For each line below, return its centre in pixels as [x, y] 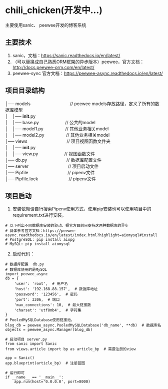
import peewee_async [27, 274]
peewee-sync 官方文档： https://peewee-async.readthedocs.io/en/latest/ [87, 73]
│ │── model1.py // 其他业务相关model [57, 129]
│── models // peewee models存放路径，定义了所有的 [80, 104]
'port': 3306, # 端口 [37, 300]
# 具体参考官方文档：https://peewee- [41, 231]
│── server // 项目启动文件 [52, 166]
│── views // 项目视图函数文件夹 [58, 141]
